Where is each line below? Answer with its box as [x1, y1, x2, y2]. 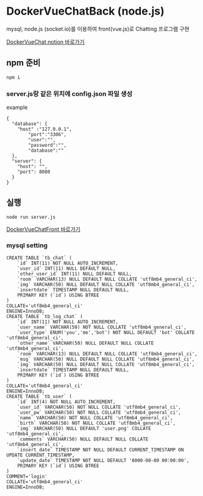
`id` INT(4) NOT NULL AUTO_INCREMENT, [17, 399, 116, 405]
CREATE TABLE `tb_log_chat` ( [6, 314, 84, 320]
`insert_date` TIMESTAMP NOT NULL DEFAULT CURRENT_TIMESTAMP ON [17, 447, 184, 453]
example [6, 104, 28, 111]
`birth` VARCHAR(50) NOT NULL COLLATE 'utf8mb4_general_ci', [17, 420, 176, 427]
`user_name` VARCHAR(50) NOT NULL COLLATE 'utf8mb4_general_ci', [17, 324, 187, 330]
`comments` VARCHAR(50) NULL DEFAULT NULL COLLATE [17, 436, 149, 442]
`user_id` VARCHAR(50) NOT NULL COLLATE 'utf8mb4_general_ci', [17, 404, 182, 411]
